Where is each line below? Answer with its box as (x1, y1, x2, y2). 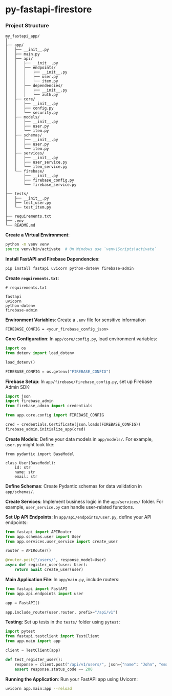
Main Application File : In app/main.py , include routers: (5, 576, 120, 582)
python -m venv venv (5, 242, 50, 247)
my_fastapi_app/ (5, 33, 40, 39)
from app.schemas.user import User (5, 534, 81, 539)
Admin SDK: (5, 384, 31, 390)
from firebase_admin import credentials (5, 403, 93, 409)
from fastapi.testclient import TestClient (5, 634, 100, 639)
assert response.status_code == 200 (14, 667, 93, 672)
